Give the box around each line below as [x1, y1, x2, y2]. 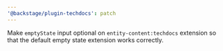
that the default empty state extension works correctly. [7, 35, 164, 44]
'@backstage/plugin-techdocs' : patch [7, 10, 116, 17]
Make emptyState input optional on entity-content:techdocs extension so [7, 29, 217, 37]
